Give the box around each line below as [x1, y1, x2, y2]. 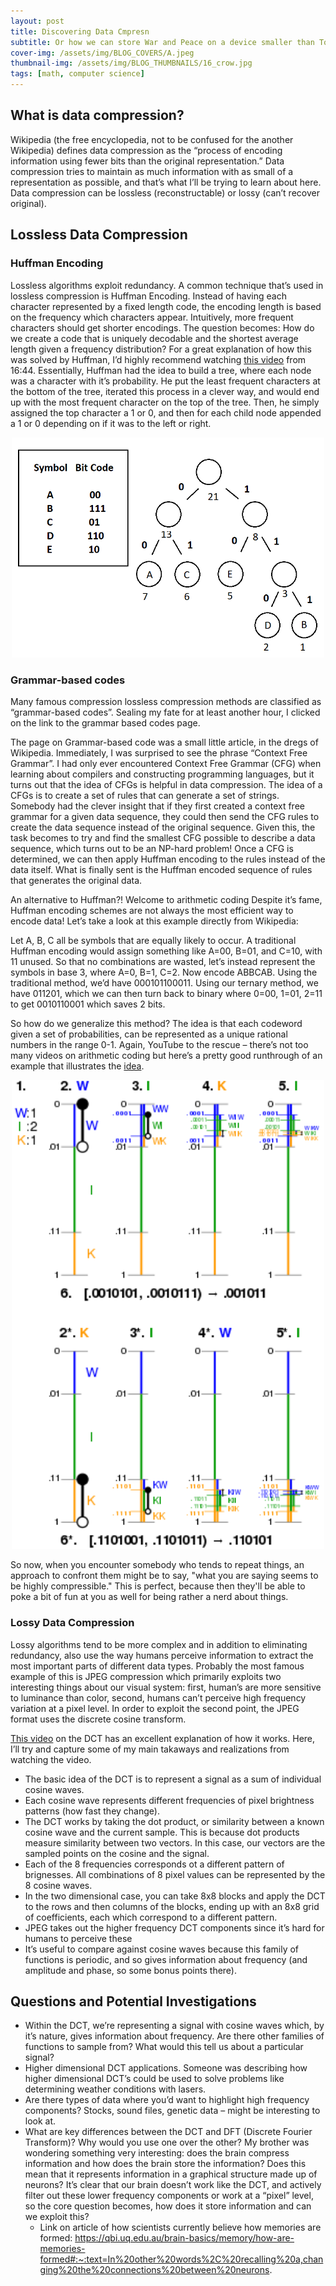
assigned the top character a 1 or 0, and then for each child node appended [10, 406, 322, 419]
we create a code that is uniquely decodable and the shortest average [10, 332, 299, 344]
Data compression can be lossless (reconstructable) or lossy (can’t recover [10, 186, 320, 199]
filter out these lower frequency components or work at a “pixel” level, [24, 2190, 314, 2202]
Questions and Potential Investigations [10, 1993, 257, 2010]
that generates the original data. [10, 875, 143, 887]
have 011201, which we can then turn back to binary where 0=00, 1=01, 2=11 [10, 988, 323, 1000]
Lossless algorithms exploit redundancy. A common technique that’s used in [10, 279, 324, 291]
